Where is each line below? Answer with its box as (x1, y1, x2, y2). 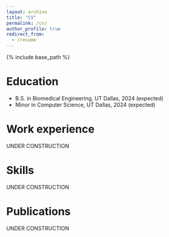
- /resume (12, 37, 36, 43)
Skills (6, 164, 35, 177)
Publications (6, 205, 71, 218)
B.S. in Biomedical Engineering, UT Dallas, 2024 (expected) (15, 94, 164, 102)
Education (6, 75, 59, 88)
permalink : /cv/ (6, 20, 47, 26)
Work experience (6, 122, 95, 136)
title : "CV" (6, 15, 36, 21)
